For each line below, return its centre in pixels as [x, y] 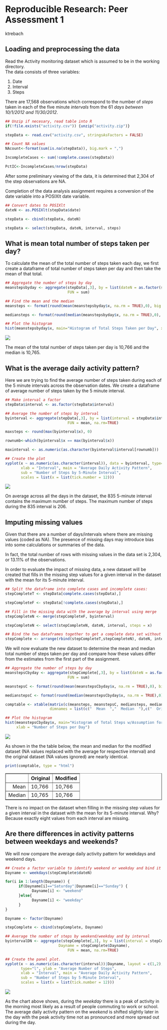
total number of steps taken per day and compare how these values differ [81, 654]
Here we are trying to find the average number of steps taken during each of [83, 380]
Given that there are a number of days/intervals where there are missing [79, 534]
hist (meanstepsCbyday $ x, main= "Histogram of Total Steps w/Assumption [80, 723]
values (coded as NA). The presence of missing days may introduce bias [80, 540]
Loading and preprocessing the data [62, 49]
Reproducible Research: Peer [67, 9]
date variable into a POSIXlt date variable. [48, 196]
